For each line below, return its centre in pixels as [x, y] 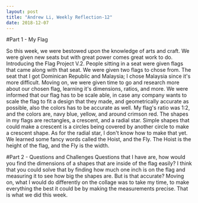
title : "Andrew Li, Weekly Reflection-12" [59, 17]
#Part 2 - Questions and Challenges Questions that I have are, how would [96, 157]
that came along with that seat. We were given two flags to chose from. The [99, 70]
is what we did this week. [37, 195]
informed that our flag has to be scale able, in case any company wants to [97, 95]
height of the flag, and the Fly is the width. [58, 145]
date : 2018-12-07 [28, 23]
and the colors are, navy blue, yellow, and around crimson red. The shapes [97, 114]
